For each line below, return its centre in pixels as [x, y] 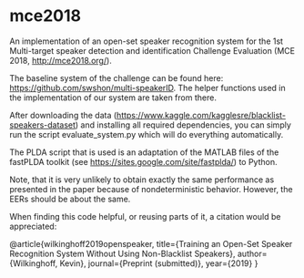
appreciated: [33, 226]
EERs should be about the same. [70, 199]
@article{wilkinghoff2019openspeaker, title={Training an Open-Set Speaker [151, 243]
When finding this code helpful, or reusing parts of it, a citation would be [145, 216]
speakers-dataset [42, 125]
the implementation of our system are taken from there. [113, 98]
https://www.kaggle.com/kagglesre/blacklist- [202, 115]
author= [252, 253]
